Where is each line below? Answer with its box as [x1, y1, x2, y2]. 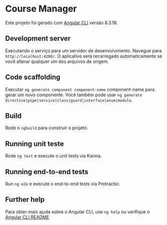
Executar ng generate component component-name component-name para [5, 86, 155, 92]
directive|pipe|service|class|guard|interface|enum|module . [5, 97, 133, 103]
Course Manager [5, 3, 77, 15]
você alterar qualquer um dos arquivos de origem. [5, 58, 109, 64]
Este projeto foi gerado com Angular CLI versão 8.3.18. [5, 20, 118, 26]
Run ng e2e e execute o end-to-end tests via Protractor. [5, 181, 120, 187]
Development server [5, 34, 71, 43]
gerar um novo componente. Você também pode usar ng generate [5, 92, 142, 98]
